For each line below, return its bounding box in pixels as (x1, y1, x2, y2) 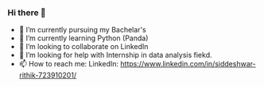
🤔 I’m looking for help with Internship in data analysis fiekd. (18, 51, 212, 60)
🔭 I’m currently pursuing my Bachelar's (18, 25, 146, 35)
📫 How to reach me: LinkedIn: (18, 59, 119, 69)
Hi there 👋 (7, 7, 47, 18)
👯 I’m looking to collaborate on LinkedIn (18, 42, 149, 51)
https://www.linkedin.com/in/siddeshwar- (120, 59, 256, 69)
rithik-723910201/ (18, 70, 77, 80)
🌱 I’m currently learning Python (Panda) (18, 33, 149, 43)
